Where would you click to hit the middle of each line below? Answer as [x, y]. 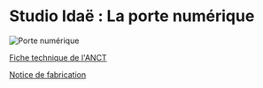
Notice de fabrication [48, 74]
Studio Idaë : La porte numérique [132, 16]
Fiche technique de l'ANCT [58, 57]
